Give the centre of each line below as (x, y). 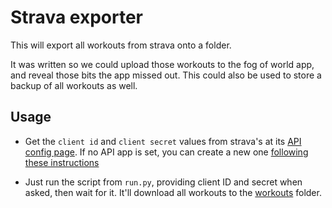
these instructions (62, 162)
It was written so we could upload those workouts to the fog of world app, (162, 64)
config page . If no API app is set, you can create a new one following (166, 152)
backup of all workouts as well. (74, 85)
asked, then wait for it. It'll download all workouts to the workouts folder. (173, 192)
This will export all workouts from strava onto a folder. (121, 45)
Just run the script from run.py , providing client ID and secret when (163, 182)
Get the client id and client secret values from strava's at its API (163, 141)
